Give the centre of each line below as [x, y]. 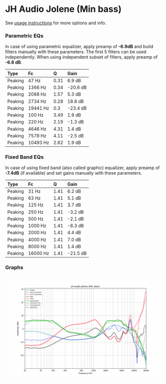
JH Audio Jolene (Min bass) [63, 9]
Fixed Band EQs [24, 157]
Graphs [14, 267]
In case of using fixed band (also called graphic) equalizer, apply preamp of [83, 168]
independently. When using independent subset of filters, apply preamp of [82, 57]
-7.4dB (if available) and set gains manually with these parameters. [74, 173]
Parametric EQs [24, 36]
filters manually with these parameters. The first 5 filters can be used [76, 52]
